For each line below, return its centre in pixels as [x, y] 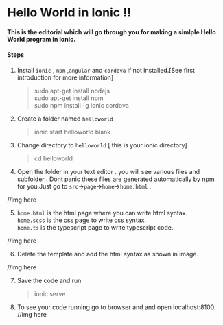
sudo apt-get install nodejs [72, 91]
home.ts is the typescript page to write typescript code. [95, 227]
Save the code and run [49, 280]
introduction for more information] [65, 77]
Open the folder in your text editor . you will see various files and [108, 171]
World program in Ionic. [42, 39]
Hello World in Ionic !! [69, 13]
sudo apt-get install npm [69, 98]
